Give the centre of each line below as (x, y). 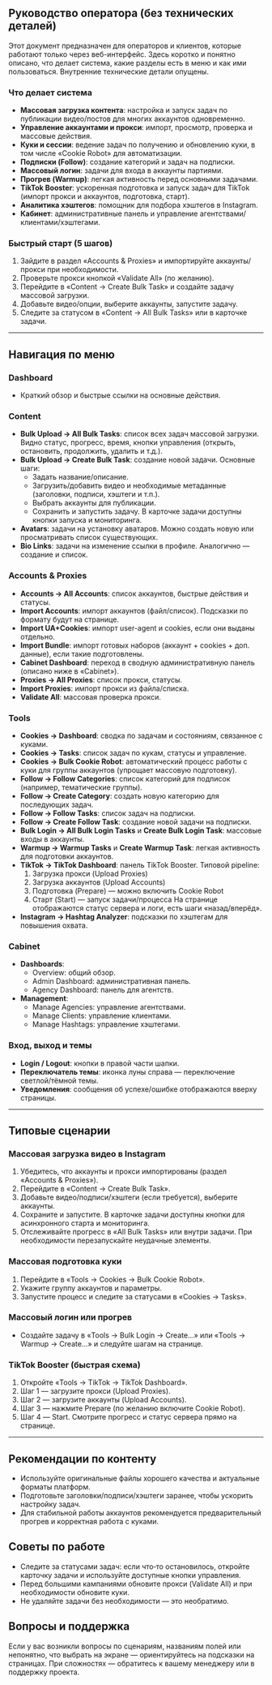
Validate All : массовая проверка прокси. (91, 696)
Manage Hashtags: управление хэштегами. (106, 1024)
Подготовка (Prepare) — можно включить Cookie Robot (128, 890)
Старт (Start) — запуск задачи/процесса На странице (125, 899)
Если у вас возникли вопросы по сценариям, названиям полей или (125, 1646)
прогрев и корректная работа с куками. (89, 1521)
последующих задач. (57, 804)
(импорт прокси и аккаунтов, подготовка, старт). (105, 196)
